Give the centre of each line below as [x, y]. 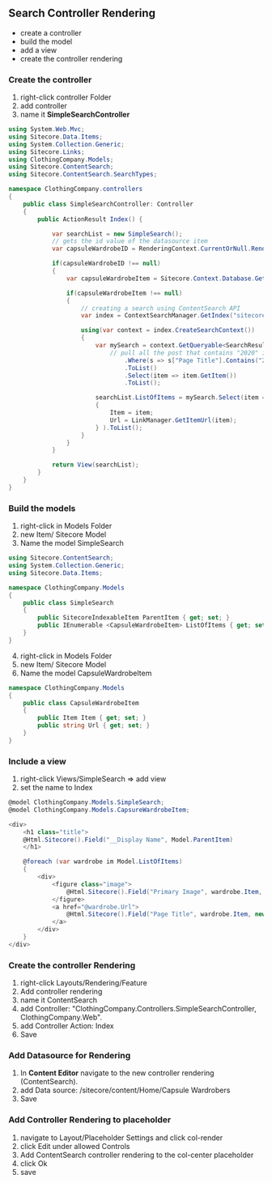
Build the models [42, 508]
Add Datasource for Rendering [70, 1056]
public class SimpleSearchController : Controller [108, 204]
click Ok [34, 1163]
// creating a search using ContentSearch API [161, 308]
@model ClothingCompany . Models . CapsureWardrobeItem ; [99, 810]
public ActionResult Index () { [90, 219]
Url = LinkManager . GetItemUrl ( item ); [173, 420]
